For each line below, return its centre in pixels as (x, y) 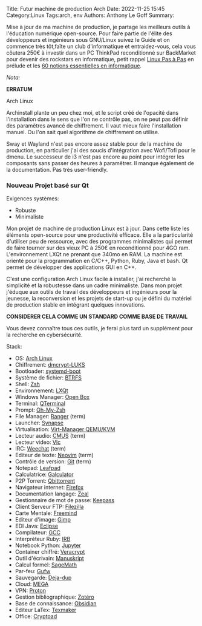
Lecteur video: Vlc (38, 442)
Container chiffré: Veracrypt (50, 552)
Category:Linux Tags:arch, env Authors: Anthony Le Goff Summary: (90, 15)
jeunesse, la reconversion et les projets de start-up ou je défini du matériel (99, 298)
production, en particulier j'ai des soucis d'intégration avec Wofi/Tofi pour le (101, 150)
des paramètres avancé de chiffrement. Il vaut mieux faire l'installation (94, 126)
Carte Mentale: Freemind (46, 513)
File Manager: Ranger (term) (50, 417)
